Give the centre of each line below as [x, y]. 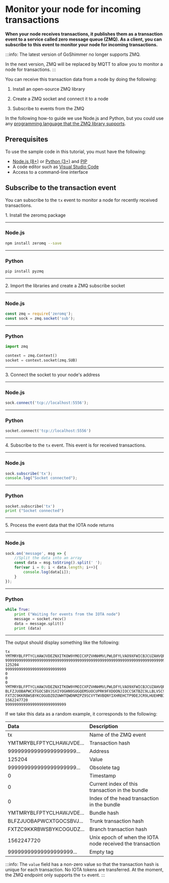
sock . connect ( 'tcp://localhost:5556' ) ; [47, 403]
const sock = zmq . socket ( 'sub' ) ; [40, 319]
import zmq [17, 347]
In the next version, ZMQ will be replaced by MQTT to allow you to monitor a [84, 64]
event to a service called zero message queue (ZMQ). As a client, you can [83, 39]
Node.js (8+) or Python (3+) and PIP [50, 161]
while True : [18, 610]
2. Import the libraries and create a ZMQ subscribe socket [65, 285]
